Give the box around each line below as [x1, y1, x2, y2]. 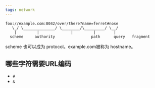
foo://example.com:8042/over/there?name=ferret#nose [5, 21, 119, 26]
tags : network [5, 7, 35, 12]
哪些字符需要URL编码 [5, 59, 72, 68]
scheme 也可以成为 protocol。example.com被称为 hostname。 [5, 43, 136, 49]
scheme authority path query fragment [10, 34, 150, 39]
